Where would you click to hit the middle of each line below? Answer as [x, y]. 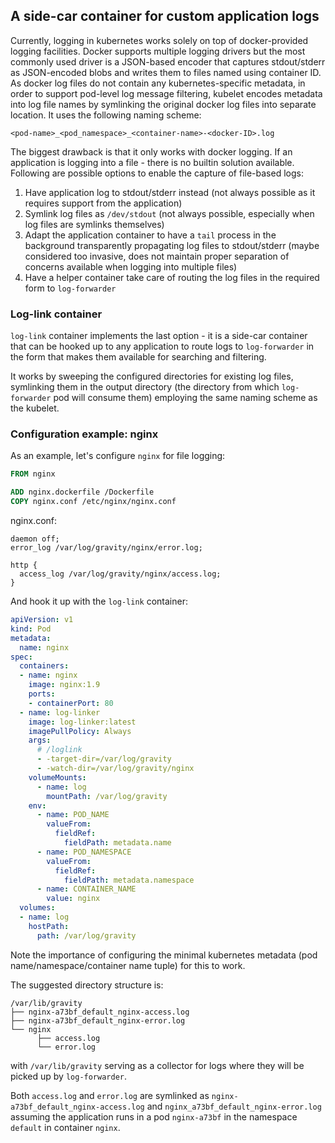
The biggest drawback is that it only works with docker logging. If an [151, 151]
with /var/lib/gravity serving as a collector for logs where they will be [157, 1065]
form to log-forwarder [70, 288]
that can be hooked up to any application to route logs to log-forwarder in [162, 346]
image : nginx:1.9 [64, 685]
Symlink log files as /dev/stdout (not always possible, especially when [169, 213]
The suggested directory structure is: [87, 985]
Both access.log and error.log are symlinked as [110, 1095]
